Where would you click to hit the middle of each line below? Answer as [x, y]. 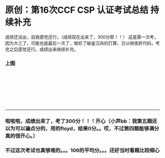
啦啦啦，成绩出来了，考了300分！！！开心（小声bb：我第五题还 [81, 121]
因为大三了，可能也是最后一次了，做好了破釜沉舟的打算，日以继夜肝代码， [80, 43]
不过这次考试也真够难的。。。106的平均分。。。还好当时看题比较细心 [82, 151]
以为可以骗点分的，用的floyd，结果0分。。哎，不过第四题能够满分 [82, 128]
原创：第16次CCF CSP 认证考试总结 [77, 10]
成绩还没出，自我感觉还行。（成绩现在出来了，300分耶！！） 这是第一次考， [82, 37]
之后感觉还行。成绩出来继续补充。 [44, 49]
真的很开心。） [22, 136]
